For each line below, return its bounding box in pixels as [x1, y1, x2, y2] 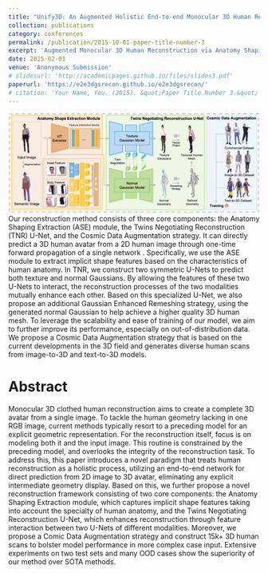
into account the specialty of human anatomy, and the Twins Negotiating [8, 506, 247, 515]
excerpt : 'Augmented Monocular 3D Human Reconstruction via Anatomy [8, 46, 241, 55]
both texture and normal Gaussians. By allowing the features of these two [8, 273, 250, 283]
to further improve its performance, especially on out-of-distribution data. [8, 324, 250, 334]
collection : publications [8, 21, 94, 30]
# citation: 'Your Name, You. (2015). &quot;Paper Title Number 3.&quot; [8, 89, 259, 97]
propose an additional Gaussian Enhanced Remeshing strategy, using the [8, 299, 249, 308]
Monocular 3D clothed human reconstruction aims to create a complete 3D [8, 404, 254, 414]
